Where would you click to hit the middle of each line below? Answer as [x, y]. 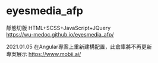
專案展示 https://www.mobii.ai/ [44, 54]
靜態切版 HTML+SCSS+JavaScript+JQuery [59, 28]
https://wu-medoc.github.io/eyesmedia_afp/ [60, 34]
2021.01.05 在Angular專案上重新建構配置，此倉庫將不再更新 [79, 47]
